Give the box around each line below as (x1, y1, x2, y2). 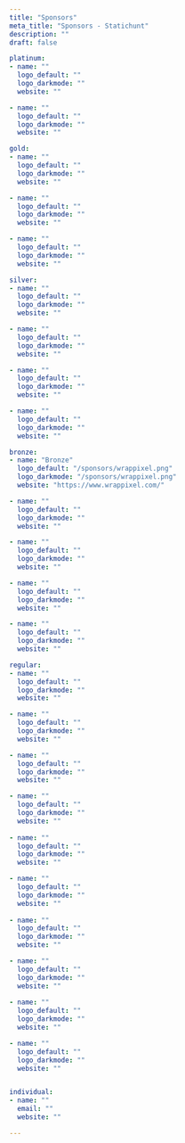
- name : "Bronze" (9, 456, 74, 465)
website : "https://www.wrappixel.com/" (17, 481, 165, 489)
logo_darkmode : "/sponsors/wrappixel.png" (17, 473, 177, 481)
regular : (9, 661, 42, 670)
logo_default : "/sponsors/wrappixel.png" (17, 465, 173, 473)
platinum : (9, 54, 46, 63)
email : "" (17, 1105, 53, 1114)
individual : (9, 1088, 53, 1097)
